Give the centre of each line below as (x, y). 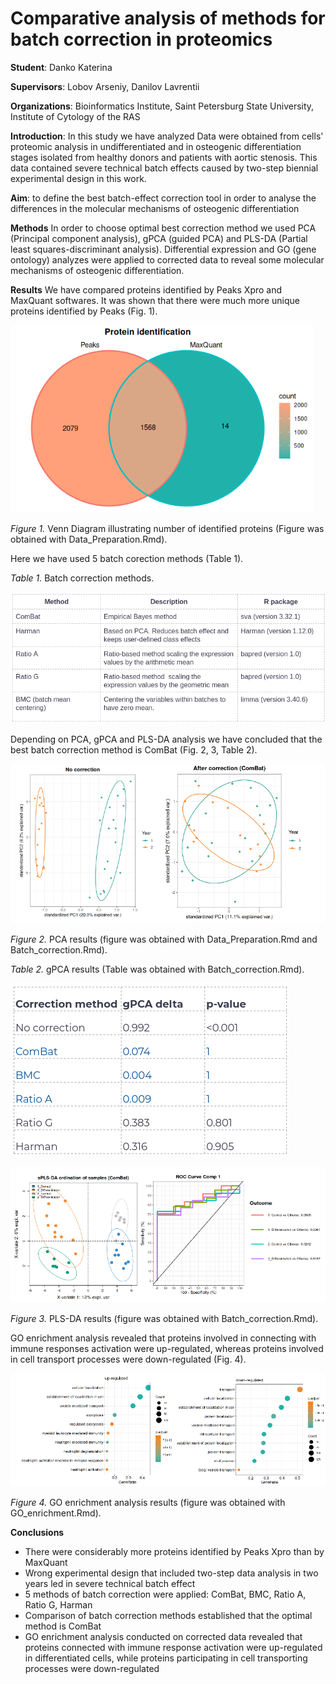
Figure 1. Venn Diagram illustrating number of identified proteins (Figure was (167, 528)
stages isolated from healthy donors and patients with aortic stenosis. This (164, 157)
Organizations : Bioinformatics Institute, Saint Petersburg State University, (162, 106)
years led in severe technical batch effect (110, 1583)
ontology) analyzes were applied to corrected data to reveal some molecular (167, 259)
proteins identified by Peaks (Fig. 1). (84, 311)
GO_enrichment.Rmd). (56, 1513)
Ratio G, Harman (58, 1604)
